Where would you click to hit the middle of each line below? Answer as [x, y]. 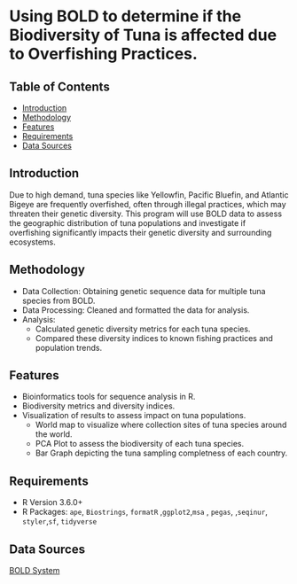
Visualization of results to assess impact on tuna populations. [134, 416]
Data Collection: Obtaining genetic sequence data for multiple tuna [144, 291]
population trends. [69, 347]
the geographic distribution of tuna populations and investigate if [128, 222]
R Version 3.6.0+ [52, 502]
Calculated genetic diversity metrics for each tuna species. [143, 329]
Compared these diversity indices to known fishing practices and [154, 338]
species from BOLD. [59, 300]
